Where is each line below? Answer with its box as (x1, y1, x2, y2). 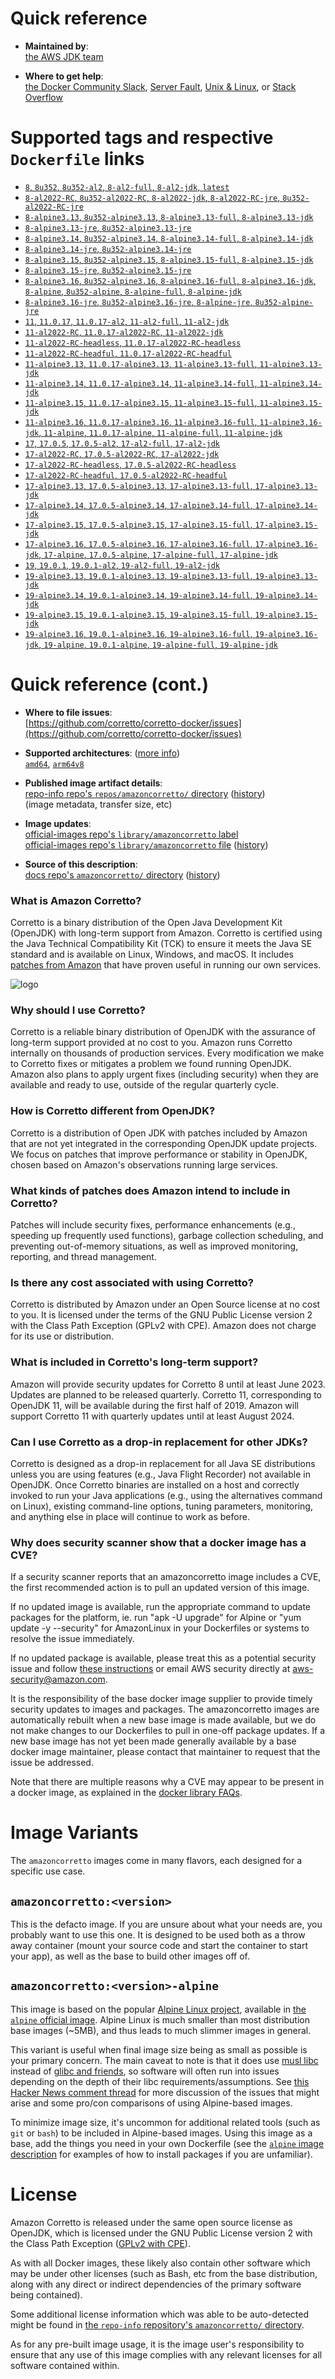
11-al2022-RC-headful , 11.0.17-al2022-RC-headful (24, 347, 232, 359)
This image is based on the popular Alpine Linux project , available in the (10, 2003, 307, 2015)
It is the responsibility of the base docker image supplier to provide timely (10, 1693, 313, 1705)
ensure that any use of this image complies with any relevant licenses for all (10, 2348, 323, 2361)
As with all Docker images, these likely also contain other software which (10, 2257, 311, 2269)
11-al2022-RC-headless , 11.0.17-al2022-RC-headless (24, 336, 242, 348)
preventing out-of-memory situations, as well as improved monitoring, (10, 1240, 299, 1252)
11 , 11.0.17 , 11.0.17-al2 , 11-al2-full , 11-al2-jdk (24, 315, 230, 327)
